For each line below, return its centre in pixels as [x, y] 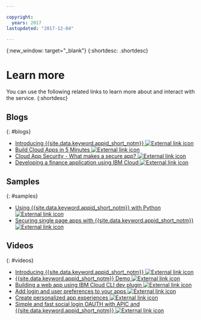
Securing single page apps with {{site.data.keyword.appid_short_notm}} [104, 220]
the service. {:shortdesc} [37, 98]
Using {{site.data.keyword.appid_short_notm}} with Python [88, 207]
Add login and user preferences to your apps [70, 291]
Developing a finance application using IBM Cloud [77, 163]
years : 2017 [27, 23]
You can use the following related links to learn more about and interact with [101, 92]
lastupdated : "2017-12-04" [40, 28]
